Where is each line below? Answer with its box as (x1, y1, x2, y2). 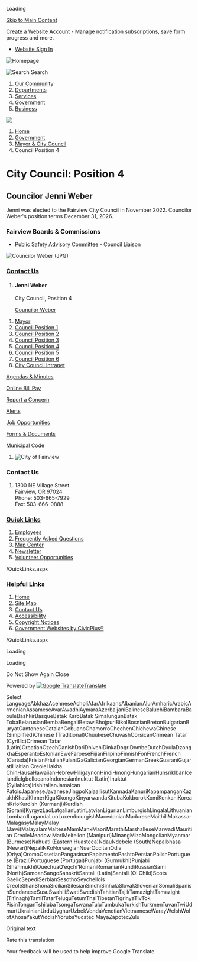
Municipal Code (6, 442, 45, 449)
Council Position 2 (14, 331, 59, 338)
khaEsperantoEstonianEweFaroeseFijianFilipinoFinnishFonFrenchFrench (6, 750, 181, 758)
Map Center (14, 541, 44, 549)
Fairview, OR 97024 (14, 488, 63, 495)
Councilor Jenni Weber (6, 190, 93, 200)
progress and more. (6, 34, 54, 41)
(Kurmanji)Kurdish (38, 801, 83, 808)
